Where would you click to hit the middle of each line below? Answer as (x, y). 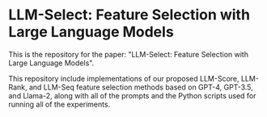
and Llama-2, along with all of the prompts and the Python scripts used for (132, 95)
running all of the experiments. (59, 104)
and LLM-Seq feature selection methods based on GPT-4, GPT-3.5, (141, 87)
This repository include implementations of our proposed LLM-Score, (124, 78)
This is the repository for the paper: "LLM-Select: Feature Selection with (129, 54)
